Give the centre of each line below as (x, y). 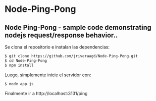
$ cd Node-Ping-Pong (26, 60)
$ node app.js (19, 84)
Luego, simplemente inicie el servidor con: (48, 75)
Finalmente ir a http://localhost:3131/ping (46, 93)
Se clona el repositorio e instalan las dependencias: (57, 47)
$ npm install (19, 65)
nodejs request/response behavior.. (61, 35)
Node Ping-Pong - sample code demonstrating (78, 27)
